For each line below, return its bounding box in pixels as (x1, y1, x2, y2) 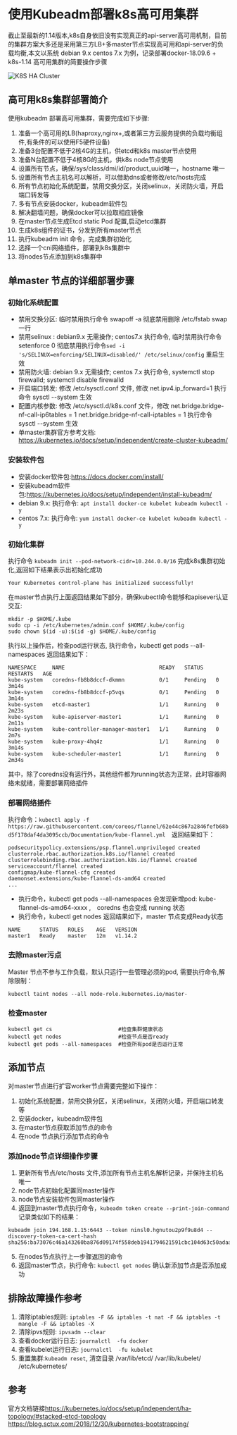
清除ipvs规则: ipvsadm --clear (18, 1327, 106, 1336)
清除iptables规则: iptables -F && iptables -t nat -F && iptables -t (18, 1312, 221, 1321)
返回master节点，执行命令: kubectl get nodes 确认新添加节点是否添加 (18, 1261, 221, 1269)
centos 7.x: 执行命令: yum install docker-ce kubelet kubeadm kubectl (18, 514, 222, 522)
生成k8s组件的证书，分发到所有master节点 (18, 226, 141, 234)
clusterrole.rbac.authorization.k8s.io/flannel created (8, 851, 175, 858)
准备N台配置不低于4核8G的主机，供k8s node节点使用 (18, 155, 174, 164)
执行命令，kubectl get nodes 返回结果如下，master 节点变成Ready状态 (18, 912, 224, 920)
